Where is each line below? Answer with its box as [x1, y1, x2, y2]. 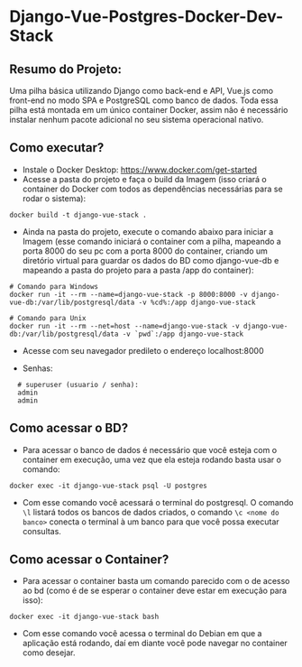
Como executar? [9, 140, 105, 155]
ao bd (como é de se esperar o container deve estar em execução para [22, 585, 287, 597]
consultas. [22, 525, 61, 536]
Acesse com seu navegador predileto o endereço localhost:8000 [22, 345, 264, 356]
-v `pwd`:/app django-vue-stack [122, 329, 244, 338]
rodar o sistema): [22, 192, 87, 204]
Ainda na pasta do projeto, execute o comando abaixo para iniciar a [22, 226, 273, 236]
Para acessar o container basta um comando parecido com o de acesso [22, 576, 290, 587]
